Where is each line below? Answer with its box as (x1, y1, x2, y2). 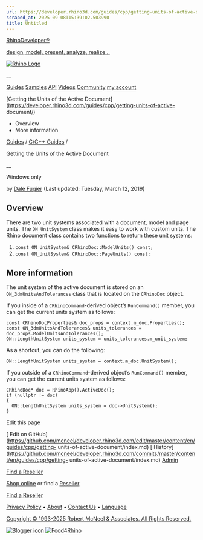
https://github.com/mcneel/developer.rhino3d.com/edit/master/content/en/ (8, 437, 195, 444)
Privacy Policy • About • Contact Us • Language (6, 504, 127, 510)
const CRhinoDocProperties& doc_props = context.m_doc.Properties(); (6, 320, 185, 326)
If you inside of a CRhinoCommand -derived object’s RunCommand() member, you (6, 302, 195, 309)
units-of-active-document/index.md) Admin (69, 456, 178, 464)
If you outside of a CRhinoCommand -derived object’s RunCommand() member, (6, 369, 187, 376)
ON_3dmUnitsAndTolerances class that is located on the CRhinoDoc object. (6, 290, 184, 297)
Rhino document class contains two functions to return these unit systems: (6, 232, 193, 239)
